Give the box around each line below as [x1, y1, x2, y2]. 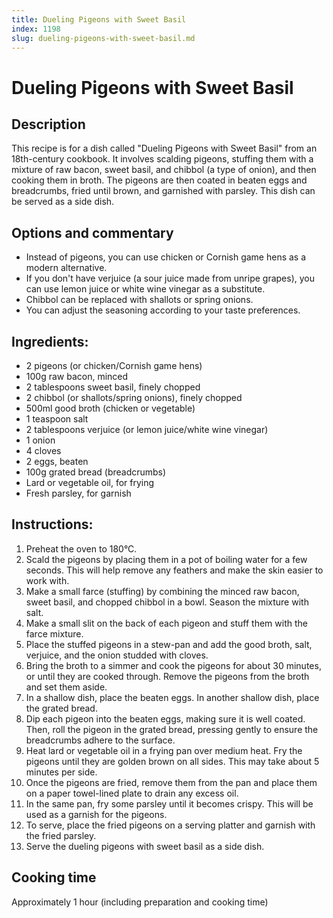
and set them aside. [25, 681, 108, 693]
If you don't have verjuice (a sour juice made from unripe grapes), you [25, 272, 316, 285]
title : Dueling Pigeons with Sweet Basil [11, 14, 187, 25]
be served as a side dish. [11, 196, 115, 208]
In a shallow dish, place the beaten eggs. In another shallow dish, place [25, 691, 320, 703]
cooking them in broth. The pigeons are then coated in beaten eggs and [11, 174, 308, 186]
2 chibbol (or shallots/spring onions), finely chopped [25, 392, 243, 403]
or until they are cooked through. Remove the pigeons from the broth [25, 670, 310, 682]
